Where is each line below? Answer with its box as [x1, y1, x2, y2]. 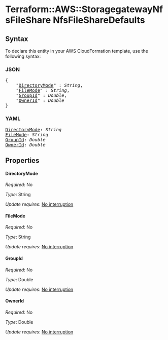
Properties [5, 156, 40, 165]
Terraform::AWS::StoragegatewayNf [5, 4, 163, 15]
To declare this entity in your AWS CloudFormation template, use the [5, 48, 148, 54]
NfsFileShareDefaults [53, 14, 146, 26]
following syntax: [5, 53, 41, 59]
